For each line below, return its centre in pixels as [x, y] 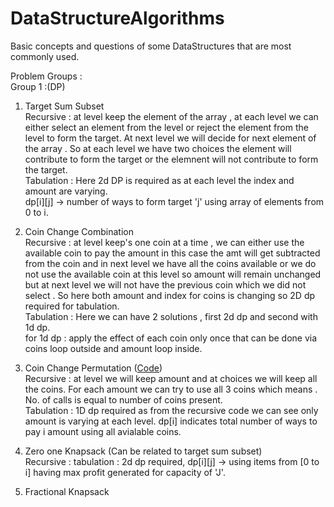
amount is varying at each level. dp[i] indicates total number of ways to [171, 421]
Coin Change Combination [79, 231]
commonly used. [45, 56]
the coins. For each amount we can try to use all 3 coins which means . [171, 389]
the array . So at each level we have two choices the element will [158, 148]
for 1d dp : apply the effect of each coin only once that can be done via [171, 338]
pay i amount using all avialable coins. [103, 431]
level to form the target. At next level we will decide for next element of [170, 138]
